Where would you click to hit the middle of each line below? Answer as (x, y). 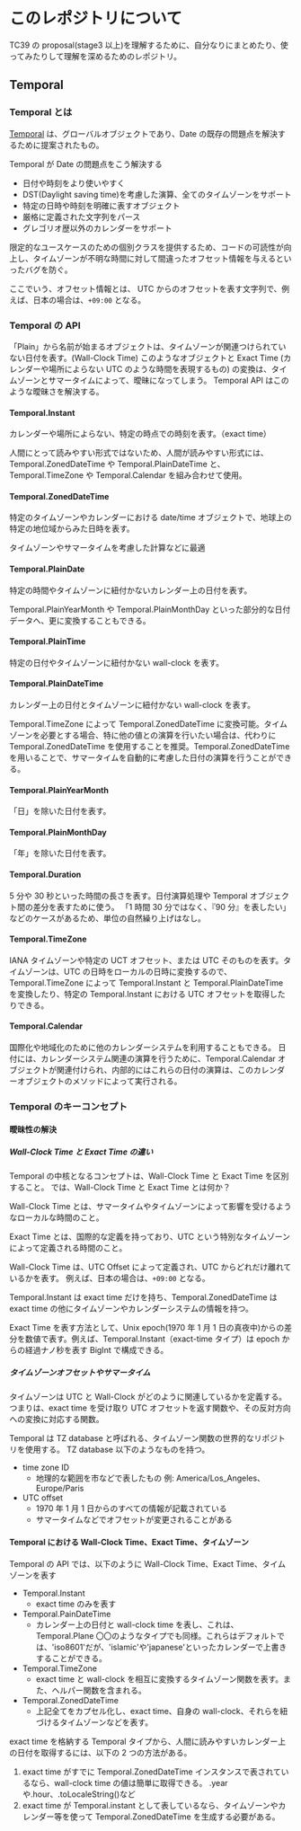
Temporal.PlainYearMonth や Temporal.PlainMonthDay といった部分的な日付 (150, 609)
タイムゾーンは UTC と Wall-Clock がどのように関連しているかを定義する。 (148, 1397)
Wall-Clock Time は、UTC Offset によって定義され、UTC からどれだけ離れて (150, 1267)
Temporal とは (41, 112)
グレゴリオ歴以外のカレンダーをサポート (97, 228)
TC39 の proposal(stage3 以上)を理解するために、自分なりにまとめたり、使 (149, 45)
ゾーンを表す (33, 1575)
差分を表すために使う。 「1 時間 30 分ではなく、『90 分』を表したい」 (162, 907)
